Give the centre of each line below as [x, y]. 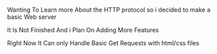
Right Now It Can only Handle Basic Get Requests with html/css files [103, 43]
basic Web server [32, 17]
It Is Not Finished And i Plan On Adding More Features [83, 30]
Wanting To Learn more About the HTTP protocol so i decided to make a [109, 10]
